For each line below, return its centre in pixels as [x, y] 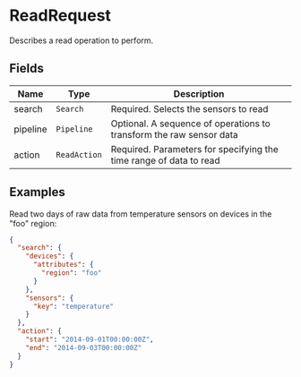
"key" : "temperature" [73, 306]
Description [199, 93]
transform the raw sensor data [175, 134]
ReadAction [79, 154]
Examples [37, 192]
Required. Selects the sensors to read [189, 108]
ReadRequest [60, 16]
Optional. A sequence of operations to [190, 124]
